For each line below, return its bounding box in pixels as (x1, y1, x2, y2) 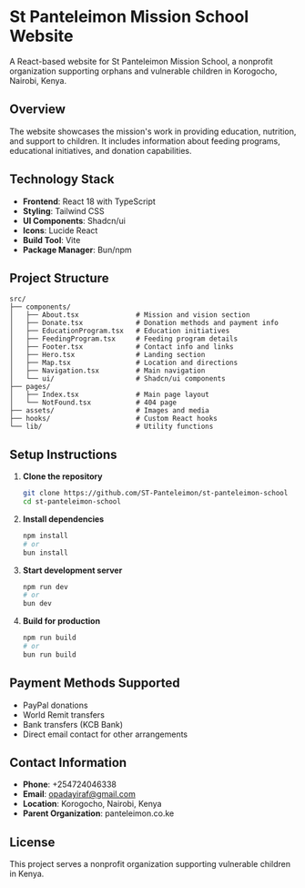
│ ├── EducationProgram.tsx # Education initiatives (9, 326, 230, 336)
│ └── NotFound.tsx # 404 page (9, 398, 178, 407)
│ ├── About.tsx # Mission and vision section (9, 311, 250, 320)
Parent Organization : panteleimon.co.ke (22, 808, 175, 819)
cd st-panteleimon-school (22, 497, 121, 506)
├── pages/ (9, 383, 51, 392)
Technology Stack (9, 171, 115, 188)
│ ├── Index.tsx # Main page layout (9, 390, 209, 400)
